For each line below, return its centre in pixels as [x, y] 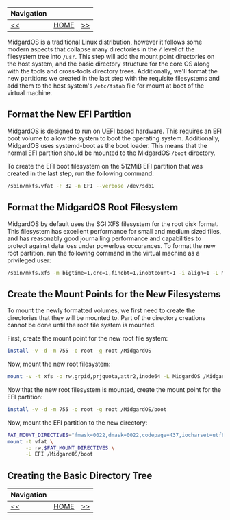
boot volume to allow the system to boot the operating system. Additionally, [114, 138]
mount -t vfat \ [30, 441]
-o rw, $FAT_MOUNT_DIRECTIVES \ [70, 448]
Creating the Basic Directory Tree [80, 475]
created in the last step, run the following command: [80, 173]
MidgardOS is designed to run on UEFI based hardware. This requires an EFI [115, 131]
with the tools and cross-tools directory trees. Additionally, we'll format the [112, 71]
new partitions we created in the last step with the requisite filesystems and [114, 78]
